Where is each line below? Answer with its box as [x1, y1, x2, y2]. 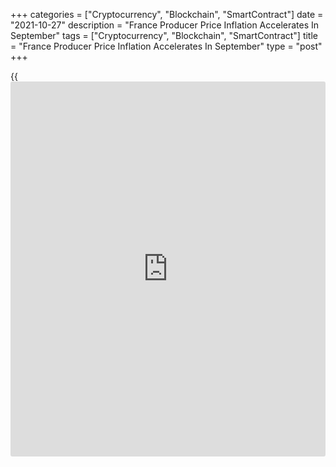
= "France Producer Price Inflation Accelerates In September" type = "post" [10, 40, 323, 52]
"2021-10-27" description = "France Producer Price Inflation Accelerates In [10, 19, 320, 31]
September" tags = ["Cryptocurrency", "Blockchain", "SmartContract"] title [10, 30, 318, 41]
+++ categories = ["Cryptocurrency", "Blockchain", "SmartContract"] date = [10, 9, 324, 20]
